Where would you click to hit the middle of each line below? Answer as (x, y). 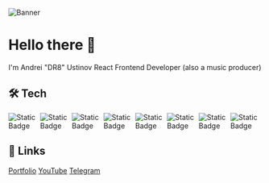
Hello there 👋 (52, 45)
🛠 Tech (27, 94)
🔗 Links (27, 151)
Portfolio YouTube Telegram (54, 170)
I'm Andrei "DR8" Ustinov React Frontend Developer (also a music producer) (135, 67)
